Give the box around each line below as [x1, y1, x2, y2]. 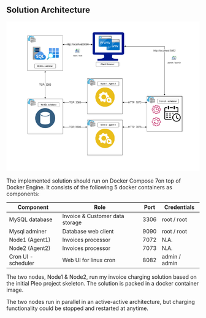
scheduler [9, 260, 35, 267]
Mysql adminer [9, 227, 47, 235]
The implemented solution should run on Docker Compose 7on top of [6, 177, 181, 184]
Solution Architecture [6, 5, 91, 15]
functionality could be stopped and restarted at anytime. [6, 305, 149, 312]
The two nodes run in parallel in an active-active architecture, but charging [6, 298, 195, 305]
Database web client [62, 227, 114, 235]
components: [6, 190, 40, 197]
